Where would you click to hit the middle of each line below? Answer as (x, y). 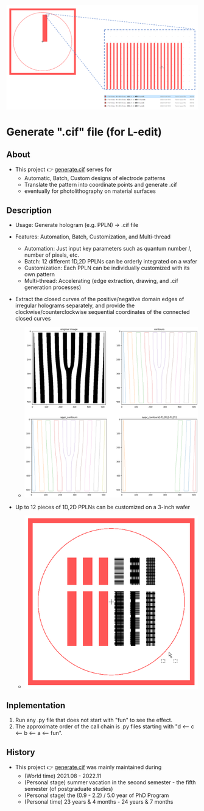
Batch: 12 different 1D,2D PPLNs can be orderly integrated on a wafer (111, 261)
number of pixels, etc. (51, 255)
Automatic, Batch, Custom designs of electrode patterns (95, 178)
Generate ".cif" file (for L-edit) (84, 132)
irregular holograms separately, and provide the (75, 305)
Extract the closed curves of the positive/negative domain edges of (100, 299)
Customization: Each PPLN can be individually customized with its (107, 268)
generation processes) (53, 287)
